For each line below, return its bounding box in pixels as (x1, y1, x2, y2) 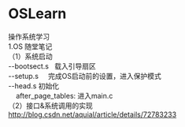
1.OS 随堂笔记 (8, 41, 53, 51)
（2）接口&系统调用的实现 (8, 100, 93, 110)
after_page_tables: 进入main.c (15, 91, 113, 100)
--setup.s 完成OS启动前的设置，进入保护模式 (8, 71, 161, 80)
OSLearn (8, 5, 67, 23)
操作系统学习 (8, 32, 50, 41)
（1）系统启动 (8, 51, 53, 61)
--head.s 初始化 (8, 80, 60, 91)
